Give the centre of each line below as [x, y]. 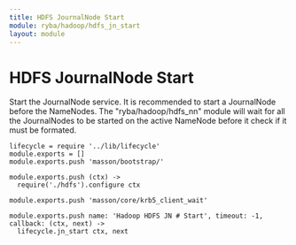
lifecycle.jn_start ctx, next [73, 232]
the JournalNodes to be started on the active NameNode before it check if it [148, 121]
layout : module [37, 34]
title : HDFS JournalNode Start [67, 17]
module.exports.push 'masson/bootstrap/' [87, 162]
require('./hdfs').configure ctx [79, 185]
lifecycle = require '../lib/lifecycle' [85, 147]
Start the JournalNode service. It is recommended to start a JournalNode [143, 102]
